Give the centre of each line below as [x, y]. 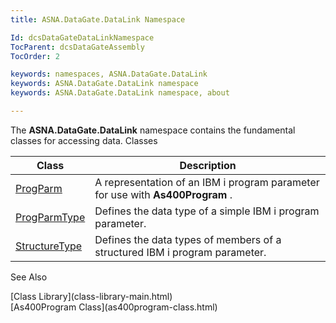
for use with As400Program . [163, 194]
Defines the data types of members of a [188, 239]
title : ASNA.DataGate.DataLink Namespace [98, 19]
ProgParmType [50, 217]
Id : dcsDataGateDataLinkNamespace [82, 37]
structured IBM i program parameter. [180, 252]
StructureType [49, 246]
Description [208, 165]
